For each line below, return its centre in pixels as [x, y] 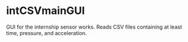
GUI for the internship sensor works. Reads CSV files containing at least [94, 27]
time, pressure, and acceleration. [47, 33]
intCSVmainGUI [46, 11]
